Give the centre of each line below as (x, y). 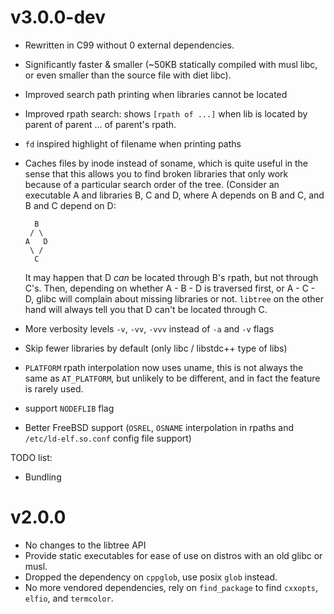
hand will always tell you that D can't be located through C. (146, 309)
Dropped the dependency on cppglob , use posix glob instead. (151, 577)
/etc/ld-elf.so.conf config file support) (108, 438)
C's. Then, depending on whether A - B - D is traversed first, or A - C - (170, 288)
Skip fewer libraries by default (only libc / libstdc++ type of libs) (156, 348)
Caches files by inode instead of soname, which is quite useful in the (166, 163)
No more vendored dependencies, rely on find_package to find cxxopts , (171, 587)
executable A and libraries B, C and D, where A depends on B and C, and (174, 195)
